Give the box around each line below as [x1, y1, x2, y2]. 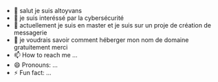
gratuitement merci [13, 43, 68, 51]
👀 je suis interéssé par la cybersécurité [13, 14, 124, 22]
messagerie [13, 28, 47, 37]
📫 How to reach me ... [13, 51, 78, 59]
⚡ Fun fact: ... [13, 69, 52, 76]
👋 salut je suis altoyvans [13, 7, 83, 14]
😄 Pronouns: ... [13, 61, 58, 69]
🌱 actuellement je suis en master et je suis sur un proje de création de [13, 21, 212, 29]
